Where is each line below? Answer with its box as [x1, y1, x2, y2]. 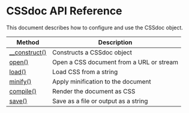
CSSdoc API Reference [6, 4, 122, 18]
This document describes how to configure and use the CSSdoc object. [6, 24, 183, 31]
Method [16, 38, 40, 46]
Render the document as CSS [52, 87, 136, 95]
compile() [9, 87, 37, 95]
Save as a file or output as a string [52, 97, 148, 105]
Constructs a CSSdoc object [52, 48, 132, 56]
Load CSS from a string [52, 68, 118, 76]
